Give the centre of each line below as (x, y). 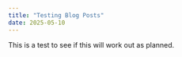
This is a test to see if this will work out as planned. (91, 45)
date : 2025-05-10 (37, 23)
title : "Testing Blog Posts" (56, 15)
